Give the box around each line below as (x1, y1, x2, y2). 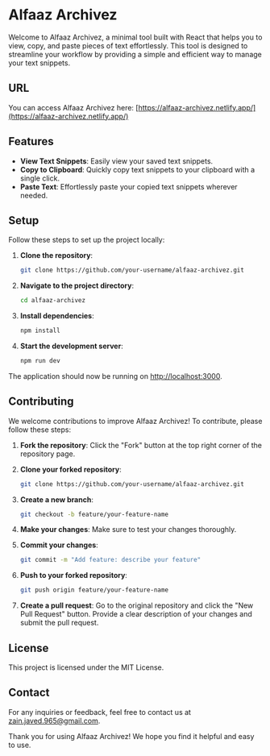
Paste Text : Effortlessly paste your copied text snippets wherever (19, 181, 238, 191)
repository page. (19, 449, 76, 459)
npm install (19, 326, 60, 335)
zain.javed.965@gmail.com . (8, 716, 101, 725)
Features (8, 135, 54, 148)
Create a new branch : (19, 494, 94, 505)
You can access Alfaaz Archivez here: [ (8, 102, 139, 112)
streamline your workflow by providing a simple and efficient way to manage (8, 49, 262, 59)
